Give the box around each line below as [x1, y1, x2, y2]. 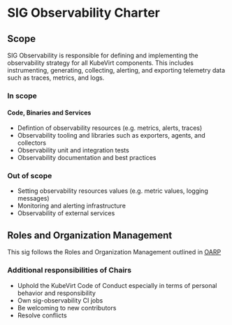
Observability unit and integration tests [17, 146, 129, 154]
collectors [17, 138, 47, 147]
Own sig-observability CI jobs [17, 296, 103, 305]
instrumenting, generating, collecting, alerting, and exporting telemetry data [7, 66, 226, 74]
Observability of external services [17, 209, 115, 217]
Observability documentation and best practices [17, 154, 157, 162]
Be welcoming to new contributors [17, 303, 117, 312]
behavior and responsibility [17, 289, 96, 297]
